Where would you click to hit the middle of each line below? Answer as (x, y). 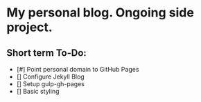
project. (29, 27)
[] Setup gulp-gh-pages (50, 84)
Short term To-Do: (47, 53)
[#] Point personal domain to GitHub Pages (78, 69)
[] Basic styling (38, 91)
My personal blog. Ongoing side (101, 13)
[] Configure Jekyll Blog (50, 76)
